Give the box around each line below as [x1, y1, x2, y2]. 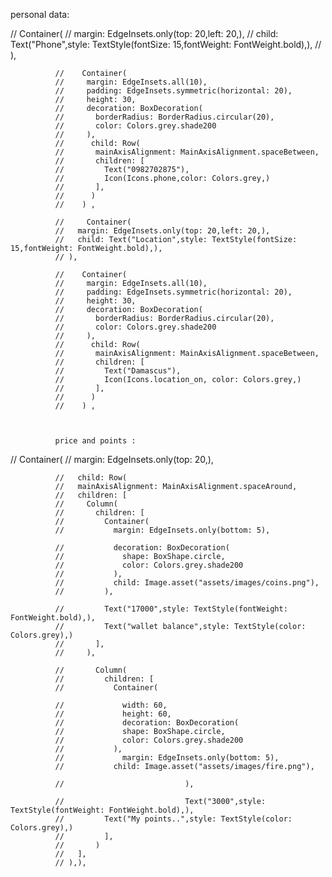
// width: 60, [54, 700, 168, 710]
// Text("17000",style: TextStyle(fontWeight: [54, 604, 288, 614]
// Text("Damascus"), [54, 366, 182, 376]
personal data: [10, 9, 70, 20]
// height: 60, [54, 709, 172, 719]
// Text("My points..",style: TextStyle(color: [54, 814, 293, 824]
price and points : [54, 436, 137, 446]
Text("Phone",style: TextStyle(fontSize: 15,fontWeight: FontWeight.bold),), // [10, 39, 322, 50]
